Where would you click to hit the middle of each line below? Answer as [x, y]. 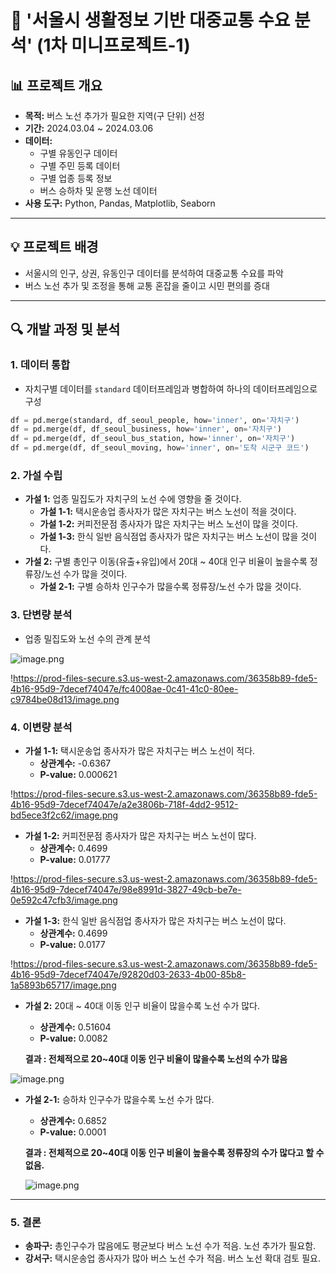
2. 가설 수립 [36, 475]
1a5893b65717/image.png [63, 985]
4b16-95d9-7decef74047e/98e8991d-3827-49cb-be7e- [126, 889]
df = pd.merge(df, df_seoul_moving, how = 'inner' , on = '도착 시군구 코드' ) [160, 448]
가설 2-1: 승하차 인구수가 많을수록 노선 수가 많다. [119, 1099]
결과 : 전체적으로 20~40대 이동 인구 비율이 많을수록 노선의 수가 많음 [156, 1058]
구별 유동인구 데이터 [78, 153]
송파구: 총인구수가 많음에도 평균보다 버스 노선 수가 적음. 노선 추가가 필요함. [170, 1246]
